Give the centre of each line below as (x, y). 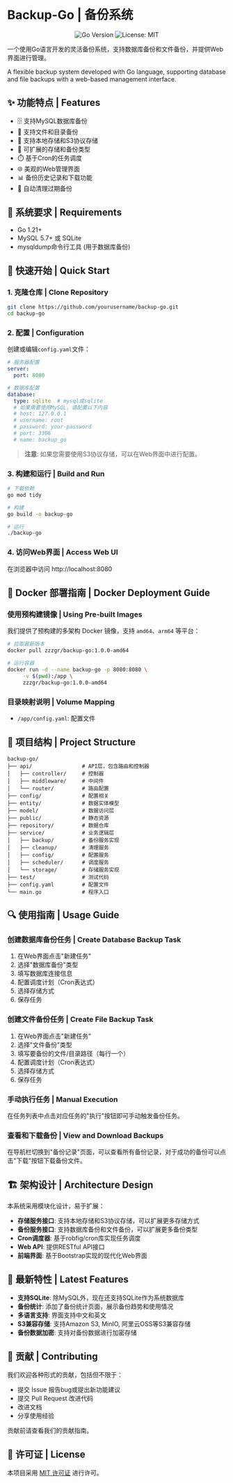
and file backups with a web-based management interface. (92, 79)
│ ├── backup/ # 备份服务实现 (63, 840)
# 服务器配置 (23, 363)
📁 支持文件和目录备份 (48, 132)
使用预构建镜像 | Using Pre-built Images (75, 614)
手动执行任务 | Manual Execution (63, 1099)
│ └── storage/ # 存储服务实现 (63, 870)
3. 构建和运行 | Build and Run (56, 474)
